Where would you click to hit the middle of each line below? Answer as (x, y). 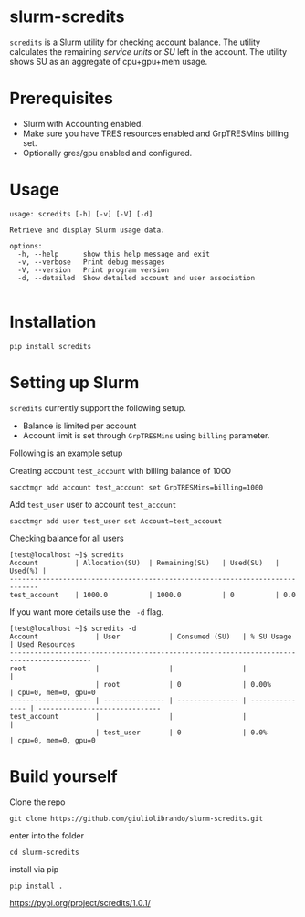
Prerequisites (62, 99)
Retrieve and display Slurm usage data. (88, 230)
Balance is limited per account (79, 426)
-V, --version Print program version (94, 270)
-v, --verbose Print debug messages (92, 262)
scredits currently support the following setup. (98, 407)
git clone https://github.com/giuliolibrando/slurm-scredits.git (136, 818)
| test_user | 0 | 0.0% (181, 733)
